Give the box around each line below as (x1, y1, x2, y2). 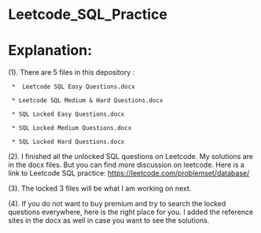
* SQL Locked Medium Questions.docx (11, 124, 132, 132)
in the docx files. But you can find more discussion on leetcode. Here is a (8, 160, 245, 170)
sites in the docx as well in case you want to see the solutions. (8, 216, 210, 225)
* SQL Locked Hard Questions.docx (11, 138, 125, 146)
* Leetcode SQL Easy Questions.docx (11, 83, 135, 91)
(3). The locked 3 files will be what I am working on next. (8, 183, 192, 194)
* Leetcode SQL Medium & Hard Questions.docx (11, 97, 164, 105)
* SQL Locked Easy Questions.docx (11, 110, 125, 119)
